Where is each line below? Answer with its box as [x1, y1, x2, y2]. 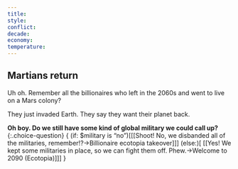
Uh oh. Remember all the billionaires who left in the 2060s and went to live [7, 88, 225, 97]
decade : [7, 30, 31, 38]
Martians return [7, 70, 79, 82]
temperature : [7, 43, 46, 50]
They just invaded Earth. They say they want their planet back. [7, 109, 190, 118]
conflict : [7, 23, 37, 31]
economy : [7, 37, 33, 44]
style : [7, 17, 27, 24]
